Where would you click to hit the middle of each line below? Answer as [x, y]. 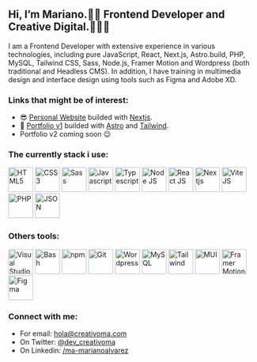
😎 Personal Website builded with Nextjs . [86, 117]
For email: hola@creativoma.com [73, 334]
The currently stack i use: [59, 155]
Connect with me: [43, 316]
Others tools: [34, 236]
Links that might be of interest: [68, 100]
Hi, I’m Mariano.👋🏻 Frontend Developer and [117, 15]
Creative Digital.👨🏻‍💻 [59, 27]
